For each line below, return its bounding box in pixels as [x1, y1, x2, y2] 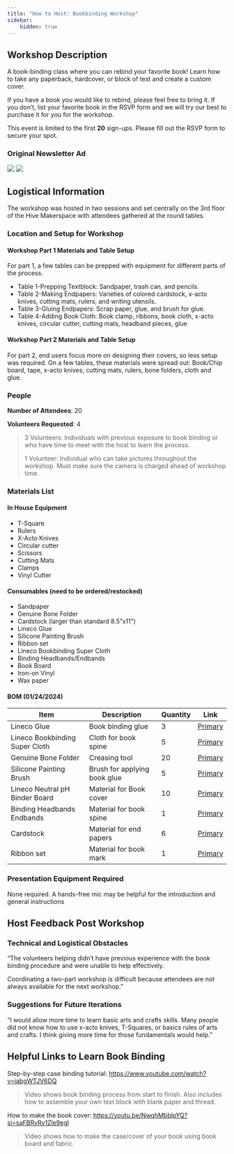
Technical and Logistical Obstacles [7, 938, 129, 948]
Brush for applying [88, 764, 150, 774]
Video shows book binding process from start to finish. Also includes [24, 1090, 222, 1098]
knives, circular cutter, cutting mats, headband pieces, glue [17, 320, 188, 328]
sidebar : [7, 17, 33, 24]
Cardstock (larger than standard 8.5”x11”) [17, 617, 136, 625]
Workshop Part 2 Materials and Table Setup [7, 336, 136, 344]
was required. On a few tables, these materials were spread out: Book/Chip [7, 358, 223, 366]
